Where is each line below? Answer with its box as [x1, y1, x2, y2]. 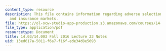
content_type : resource [5, 7, 54, 12]
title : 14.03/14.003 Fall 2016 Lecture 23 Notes [5, 34, 107, 39]
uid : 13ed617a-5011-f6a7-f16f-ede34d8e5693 [5, 39, 96, 44]
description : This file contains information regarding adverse [5, 12, 140, 17]
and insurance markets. [9, 16, 58, 21]
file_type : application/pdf [5, 25, 63, 30]
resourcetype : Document [5, 30, 54, 34]
